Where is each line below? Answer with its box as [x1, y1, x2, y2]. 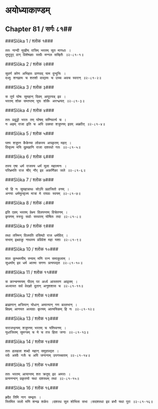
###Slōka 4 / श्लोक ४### [5, 107, 54, 113]
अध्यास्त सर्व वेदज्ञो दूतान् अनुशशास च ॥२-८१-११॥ [5, 283, 83, 288]
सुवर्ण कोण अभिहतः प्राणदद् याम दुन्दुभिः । [5, 71, 66, 76]
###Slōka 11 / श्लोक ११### [5, 269, 57, 275]
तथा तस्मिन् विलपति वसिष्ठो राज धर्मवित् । [5, 233, 68, 238]
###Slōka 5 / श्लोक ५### [5, 130, 54, 136]
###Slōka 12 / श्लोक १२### [5, 292, 58, 298]
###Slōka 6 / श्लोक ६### [5, 153, 54, 159]
